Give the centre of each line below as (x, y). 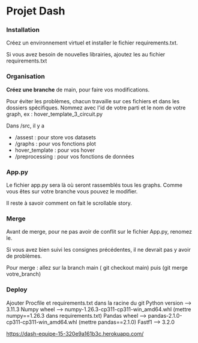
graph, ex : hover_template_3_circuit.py (55, 114)
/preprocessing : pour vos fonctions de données (74, 156)
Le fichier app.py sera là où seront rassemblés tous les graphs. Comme (94, 185)
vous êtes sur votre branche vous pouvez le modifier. (72, 192)
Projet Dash (36, 11)
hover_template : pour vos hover (55, 150)
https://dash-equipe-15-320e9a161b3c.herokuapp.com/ (75, 333)
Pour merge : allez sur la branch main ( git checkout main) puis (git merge (97, 268)
